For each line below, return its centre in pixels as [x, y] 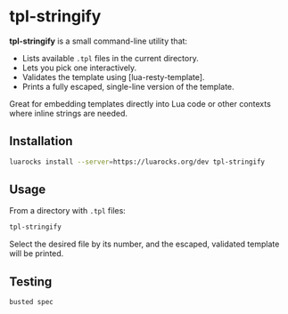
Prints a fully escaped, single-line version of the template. [128, 86]
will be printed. [37, 254]
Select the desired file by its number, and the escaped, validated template [144, 244]
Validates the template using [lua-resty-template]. [113, 76]
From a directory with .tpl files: [68, 211]
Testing [31, 282]
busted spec [31, 302]
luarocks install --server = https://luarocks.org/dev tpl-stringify [137, 162]
